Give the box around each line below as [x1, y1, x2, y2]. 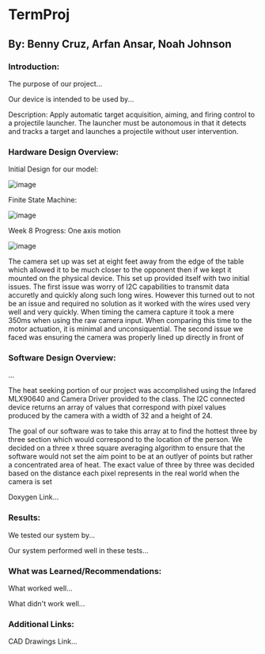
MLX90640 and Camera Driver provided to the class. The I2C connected [8, 394, 245, 404]
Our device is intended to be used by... [8, 94, 134, 104]
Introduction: [8, 61, 60, 72]
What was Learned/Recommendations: [8, 565, 162, 576]
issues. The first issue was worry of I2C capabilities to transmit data [8, 282, 229, 291]
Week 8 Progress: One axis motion [8, 226, 121, 236]
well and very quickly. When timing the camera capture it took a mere [8, 307, 235, 317]
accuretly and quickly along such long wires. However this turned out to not [8, 290, 256, 300]
